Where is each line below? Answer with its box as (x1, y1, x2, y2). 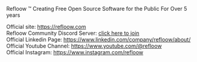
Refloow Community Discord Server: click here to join (6, 29, 140, 37)
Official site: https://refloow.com (6, 23, 86, 30)
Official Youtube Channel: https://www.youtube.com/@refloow (6, 42, 162, 49)
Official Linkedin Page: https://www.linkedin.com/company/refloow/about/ (6, 36, 191, 43)
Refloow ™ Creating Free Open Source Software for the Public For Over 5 (6, 5, 187, 12)
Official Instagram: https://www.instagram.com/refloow (6, 49, 144, 56)
